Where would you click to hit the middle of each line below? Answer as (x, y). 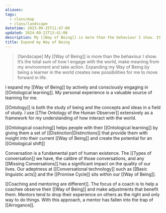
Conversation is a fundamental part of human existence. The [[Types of (78, 153)
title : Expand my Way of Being (38, 42)
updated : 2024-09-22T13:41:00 (37, 33)
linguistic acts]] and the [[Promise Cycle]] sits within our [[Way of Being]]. (81, 174)
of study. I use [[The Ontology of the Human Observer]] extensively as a (79, 112)
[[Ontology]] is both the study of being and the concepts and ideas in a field (83, 107)
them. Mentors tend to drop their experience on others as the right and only (83, 194)
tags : (11, 14)
